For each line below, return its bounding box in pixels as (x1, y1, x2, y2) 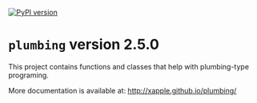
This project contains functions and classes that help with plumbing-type (8, 61, 250, 71)
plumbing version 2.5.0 (8, 36, 160, 53)
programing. (8, 70, 50, 80)
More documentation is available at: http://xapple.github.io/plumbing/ (8, 85, 237, 95)
